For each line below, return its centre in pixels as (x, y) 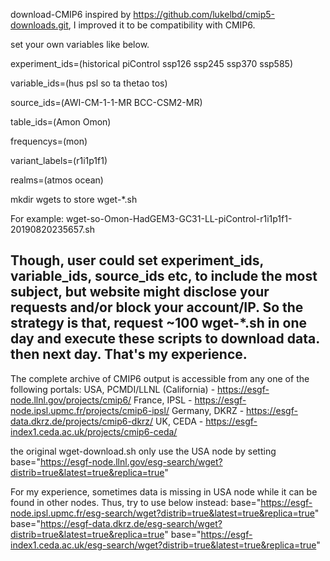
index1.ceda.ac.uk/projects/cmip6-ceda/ (94, 431)
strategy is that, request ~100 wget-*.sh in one (159, 323)
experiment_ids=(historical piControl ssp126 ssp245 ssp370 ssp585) (151, 63)
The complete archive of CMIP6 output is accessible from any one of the (160, 378)
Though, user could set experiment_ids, (137, 260)
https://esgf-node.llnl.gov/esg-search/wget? (131, 461)
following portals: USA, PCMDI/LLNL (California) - (113, 389)
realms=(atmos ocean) (57, 180)
